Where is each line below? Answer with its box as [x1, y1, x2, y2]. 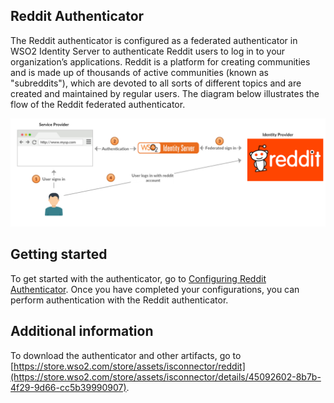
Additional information [10, 323, 154, 340]
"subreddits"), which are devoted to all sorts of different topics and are [10, 77, 302, 89]
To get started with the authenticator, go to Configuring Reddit [10, 272, 267, 284]
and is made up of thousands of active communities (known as [10, 66, 269, 78]
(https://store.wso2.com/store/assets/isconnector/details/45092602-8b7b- [10, 370, 322, 383]
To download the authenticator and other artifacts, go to [10, 349, 242, 361]
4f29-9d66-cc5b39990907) [10, 381, 127, 393]
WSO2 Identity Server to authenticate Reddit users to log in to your [10, 45, 286, 57]
